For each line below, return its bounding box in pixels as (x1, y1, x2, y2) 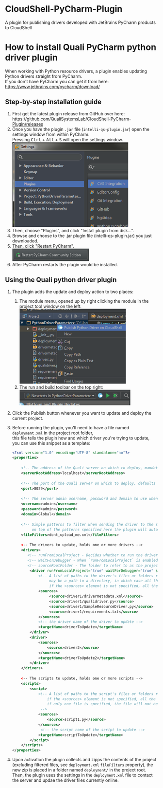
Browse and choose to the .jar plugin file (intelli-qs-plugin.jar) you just (12, 233, 152, 238)
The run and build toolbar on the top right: (19, 384, 103, 390)
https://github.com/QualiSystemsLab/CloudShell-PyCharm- (12, 116, 131, 122)
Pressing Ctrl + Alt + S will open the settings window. (12, 136, 124, 142)
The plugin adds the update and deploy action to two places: (12, 289, 133, 294)
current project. (12, 415, 44, 421)
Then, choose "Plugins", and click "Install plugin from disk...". (12, 227, 134, 233)
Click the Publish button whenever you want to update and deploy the (12, 410, 152, 416)
